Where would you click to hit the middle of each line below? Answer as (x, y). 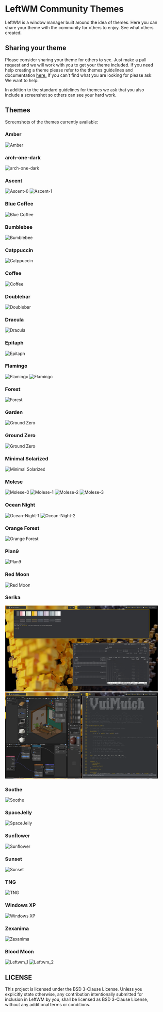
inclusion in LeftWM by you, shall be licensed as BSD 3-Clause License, (77, 999)
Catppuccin (19, 250)
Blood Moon (20, 951)
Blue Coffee (19, 204)
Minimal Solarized (27, 458)
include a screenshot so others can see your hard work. (61, 95)
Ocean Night (20, 505)
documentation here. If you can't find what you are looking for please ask (78, 75)
